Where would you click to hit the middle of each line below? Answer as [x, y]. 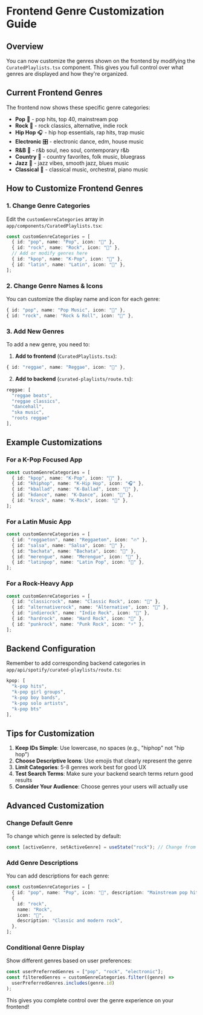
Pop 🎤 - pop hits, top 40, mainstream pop [67, 119]
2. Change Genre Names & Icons [55, 286]
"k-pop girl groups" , [39, 692]
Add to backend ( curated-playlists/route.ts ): [74, 379]
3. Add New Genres [35, 331]
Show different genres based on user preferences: [69, 960]
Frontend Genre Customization [85, 11]
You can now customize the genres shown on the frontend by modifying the [101, 61]
